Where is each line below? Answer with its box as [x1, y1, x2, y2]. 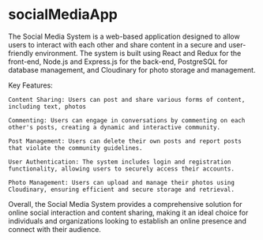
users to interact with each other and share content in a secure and [8, 39, 227, 49]
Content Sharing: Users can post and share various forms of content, [8, 96, 246, 103]
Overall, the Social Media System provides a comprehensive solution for [8, 199, 242, 208]
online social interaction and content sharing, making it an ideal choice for [8, 208, 249, 217]
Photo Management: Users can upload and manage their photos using [8, 178, 235, 186]
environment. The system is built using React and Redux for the [35, 48, 242, 58]
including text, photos [8, 103, 87, 111]
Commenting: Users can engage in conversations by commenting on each [8, 116, 246, 124]
